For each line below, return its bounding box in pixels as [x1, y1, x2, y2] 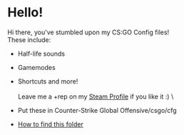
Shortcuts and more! [17, 76, 78, 86]
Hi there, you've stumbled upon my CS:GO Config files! [7, 28, 170, 36]
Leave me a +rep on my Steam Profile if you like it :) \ [17, 92, 174, 101]
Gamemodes [17, 63, 56, 71]
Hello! [7, 4, 44, 21]
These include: [7, 35, 51, 44]
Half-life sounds [17, 49, 66, 58]
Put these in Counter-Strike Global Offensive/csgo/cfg [17, 106, 177, 114]
